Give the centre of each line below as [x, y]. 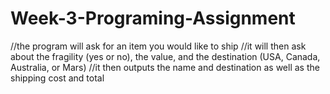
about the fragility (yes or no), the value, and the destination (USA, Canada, [165, 56]
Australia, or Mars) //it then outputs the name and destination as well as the [165, 67]
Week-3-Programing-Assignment [153, 18]
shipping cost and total [57, 78]
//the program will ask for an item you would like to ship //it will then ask [158, 46]
